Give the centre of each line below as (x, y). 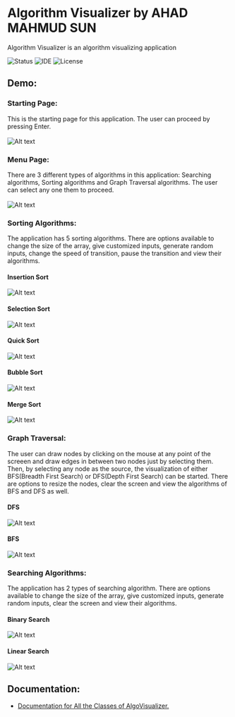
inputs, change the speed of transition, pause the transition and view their (115, 253)
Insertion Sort (28, 277)
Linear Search (28, 651)
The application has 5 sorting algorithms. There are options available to (111, 238)
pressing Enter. (29, 126)
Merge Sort (24, 404)
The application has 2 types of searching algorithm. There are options (109, 588)
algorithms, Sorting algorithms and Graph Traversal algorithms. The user (113, 182)
